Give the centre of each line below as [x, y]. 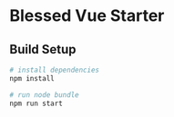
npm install [32, 78]
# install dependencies [55, 70]
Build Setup [43, 49]
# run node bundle [44, 95]
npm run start [36, 103]
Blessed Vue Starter [87, 16]
